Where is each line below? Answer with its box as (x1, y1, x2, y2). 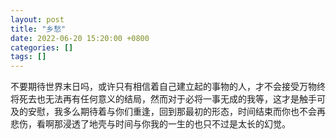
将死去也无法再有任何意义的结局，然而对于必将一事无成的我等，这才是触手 (10, 93, 317, 105)
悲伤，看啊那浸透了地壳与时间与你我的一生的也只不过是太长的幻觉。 (10, 118, 291, 130)
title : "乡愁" (10, 24, 67, 34)
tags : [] (10, 52, 47, 62)
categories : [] (10, 42, 74, 53)
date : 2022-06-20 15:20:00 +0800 (10, 33, 150, 43)
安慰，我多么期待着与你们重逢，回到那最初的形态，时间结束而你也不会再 (27, 106, 326, 118)
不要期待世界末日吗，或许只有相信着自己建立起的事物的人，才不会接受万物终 (10, 81, 326, 93)
